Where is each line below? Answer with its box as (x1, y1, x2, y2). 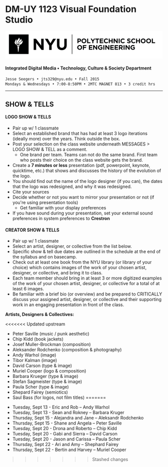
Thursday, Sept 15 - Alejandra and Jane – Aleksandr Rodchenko (12, 415, 144, 421)
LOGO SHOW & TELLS (5, 114, 51, 120)
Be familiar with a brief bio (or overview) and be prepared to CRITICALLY (12, 291, 162, 297)
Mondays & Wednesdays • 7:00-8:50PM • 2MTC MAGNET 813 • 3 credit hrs (5, 81, 155, 87)
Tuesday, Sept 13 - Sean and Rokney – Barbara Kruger (12, 409, 124, 415)
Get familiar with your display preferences (19, 204, 106, 210)
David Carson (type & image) (12, 362, 72, 368)
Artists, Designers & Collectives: (5, 311, 74, 317)
